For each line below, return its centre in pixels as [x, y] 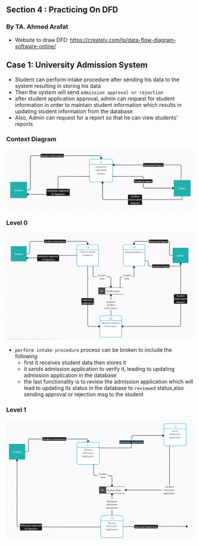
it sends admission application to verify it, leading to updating [99, 369]
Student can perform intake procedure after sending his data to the [97, 79]
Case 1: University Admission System [77, 65]
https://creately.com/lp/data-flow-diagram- [123, 40]
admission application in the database [70, 375]
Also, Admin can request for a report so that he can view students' [96, 117]
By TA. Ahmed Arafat [37, 27]
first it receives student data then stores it [75, 363]
